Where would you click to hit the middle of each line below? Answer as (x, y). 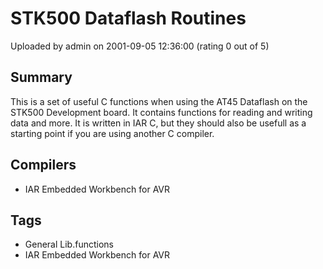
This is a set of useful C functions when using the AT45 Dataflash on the (159, 101)
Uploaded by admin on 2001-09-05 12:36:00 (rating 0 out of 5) (140, 46)
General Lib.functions (69, 244)
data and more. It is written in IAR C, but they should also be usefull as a (158, 123)
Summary (41, 77)
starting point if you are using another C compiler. (112, 133)
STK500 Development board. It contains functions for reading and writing (161, 112)
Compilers (43, 165)
